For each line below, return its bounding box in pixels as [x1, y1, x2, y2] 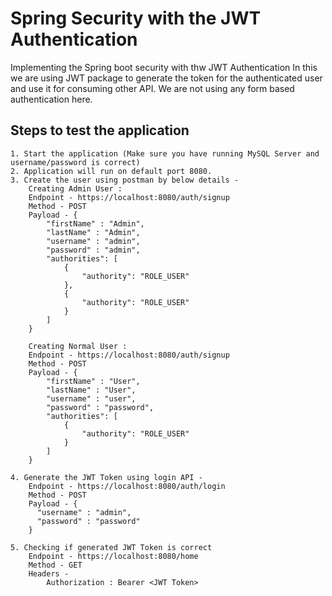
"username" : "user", [46, 393, 137, 404]
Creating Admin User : [28, 183, 123, 194]
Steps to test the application [10, 122, 190, 139]
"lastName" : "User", [46, 385, 137, 395]
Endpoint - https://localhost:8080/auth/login [28, 481, 226, 491]
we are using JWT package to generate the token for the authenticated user [10, 72, 323, 84]
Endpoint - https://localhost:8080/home [28, 551, 199, 561]
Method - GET [28, 560, 83, 570]
